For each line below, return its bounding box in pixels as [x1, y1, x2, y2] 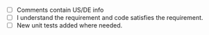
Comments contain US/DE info [16, 6, 104, 14]
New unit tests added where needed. [16, 21, 123, 30]
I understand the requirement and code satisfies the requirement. [16, 14, 203, 22]
